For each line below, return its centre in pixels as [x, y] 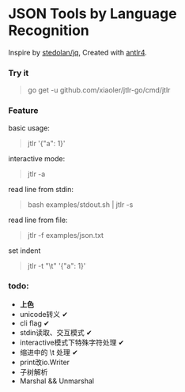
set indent [25, 251]
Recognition [49, 30]
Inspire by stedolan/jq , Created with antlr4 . [78, 52]
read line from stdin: [41, 189]
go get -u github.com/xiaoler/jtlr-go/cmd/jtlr [99, 90]
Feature [23, 111]
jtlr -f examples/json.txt [66, 235]
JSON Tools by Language [92, 14]
